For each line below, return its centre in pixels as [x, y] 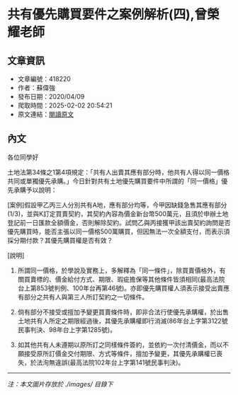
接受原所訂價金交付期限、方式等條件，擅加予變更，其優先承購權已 [120, 353]
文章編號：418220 [44, 79]
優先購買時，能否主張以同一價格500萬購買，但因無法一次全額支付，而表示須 [119, 231]
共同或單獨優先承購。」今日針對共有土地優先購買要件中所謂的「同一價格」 [114, 181]
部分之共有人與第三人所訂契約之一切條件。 [86, 297]
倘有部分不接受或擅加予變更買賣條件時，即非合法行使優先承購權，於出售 [123, 311]
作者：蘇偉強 [36, 88]
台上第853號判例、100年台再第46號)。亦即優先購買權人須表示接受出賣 [120, 288]
